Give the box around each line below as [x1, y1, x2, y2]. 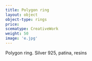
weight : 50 [5, 31, 29, 36]
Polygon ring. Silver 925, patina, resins [5, 49, 87, 56]
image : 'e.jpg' [5, 36, 38, 41]
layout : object [5, 12, 38, 17]
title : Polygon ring [5, 7, 50, 13]
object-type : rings [5, 17, 47, 22]
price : [5, 21, 20, 27]
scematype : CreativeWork [5, 26, 59, 32]
